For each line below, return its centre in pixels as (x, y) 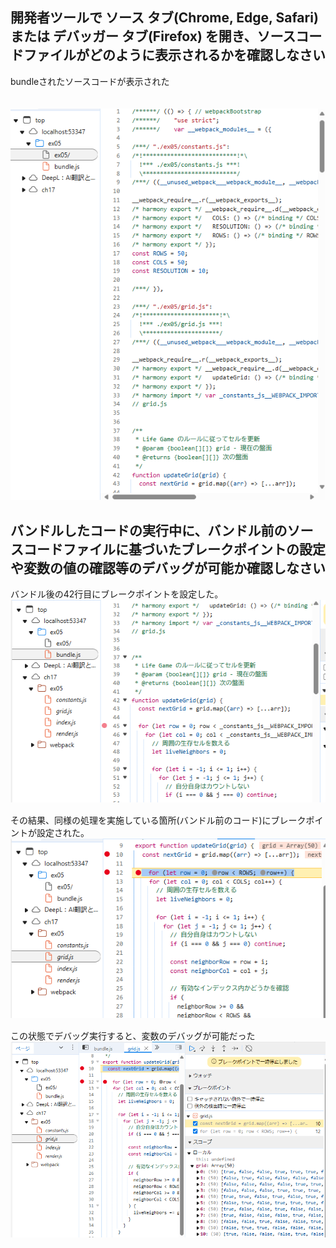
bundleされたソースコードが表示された (90, 81)
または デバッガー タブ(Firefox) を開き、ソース (153, 36)
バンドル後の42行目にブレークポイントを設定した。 (117, 594)
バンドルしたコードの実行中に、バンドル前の (149, 530)
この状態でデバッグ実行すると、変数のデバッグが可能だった (133, 1036)
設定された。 (63, 833)
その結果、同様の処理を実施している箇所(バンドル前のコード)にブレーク (158, 820)
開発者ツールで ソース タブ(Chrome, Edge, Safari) (164, 18)
